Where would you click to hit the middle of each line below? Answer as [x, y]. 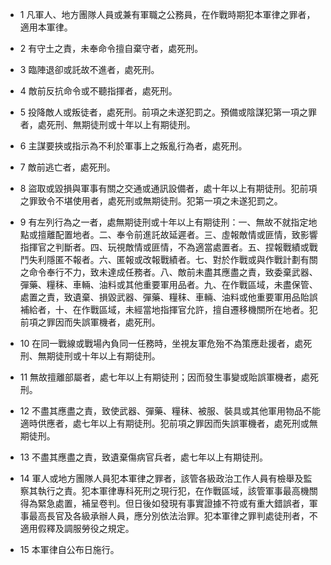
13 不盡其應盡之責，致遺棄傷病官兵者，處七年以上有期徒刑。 [144, 457]
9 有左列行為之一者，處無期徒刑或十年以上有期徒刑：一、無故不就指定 [164, 222]
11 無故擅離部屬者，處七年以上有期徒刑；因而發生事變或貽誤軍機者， [160, 377]
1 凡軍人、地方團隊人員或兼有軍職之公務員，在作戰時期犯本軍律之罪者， [167, 14]
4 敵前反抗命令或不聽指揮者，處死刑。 [98, 91]
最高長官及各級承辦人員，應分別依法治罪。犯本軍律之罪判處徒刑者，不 [173, 516]
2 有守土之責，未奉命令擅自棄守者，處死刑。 [111, 48]
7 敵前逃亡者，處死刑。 [67, 167]
